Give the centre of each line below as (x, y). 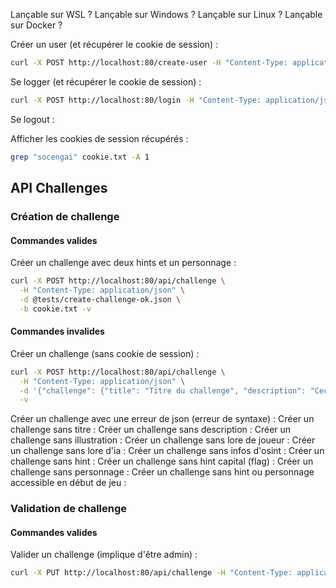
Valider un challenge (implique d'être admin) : (104, 555)
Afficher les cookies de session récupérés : (99, 138)
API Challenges (59, 188)
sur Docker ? (36, 25)
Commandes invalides (57, 331)
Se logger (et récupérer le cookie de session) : (106, 81)
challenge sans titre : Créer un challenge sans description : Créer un (151, 430)
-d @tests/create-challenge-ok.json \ (100, 299)
